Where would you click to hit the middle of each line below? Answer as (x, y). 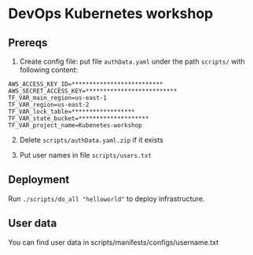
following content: (49, 70)
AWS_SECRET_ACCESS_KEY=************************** (93, 91)
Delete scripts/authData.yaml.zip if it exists (91, 140)
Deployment (39, 180)
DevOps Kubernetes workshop (111, 14)
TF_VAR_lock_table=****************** (71, 111)
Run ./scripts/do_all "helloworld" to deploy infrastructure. (107, 199)
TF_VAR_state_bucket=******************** (79, 118)
